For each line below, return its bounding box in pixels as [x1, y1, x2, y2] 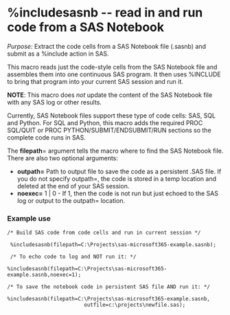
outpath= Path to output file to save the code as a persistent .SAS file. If [16, 167, 222, 175]
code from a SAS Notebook [7, 19, 165, 35]
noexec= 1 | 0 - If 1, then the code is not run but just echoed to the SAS [16, 189, 218, 197]
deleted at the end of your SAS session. [16, 182, 130, 190]
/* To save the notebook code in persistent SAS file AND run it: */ [7, 283, 211, 290]
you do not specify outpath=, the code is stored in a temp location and [16, 174, 217, 183]
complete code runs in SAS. [7, 133, 86, 142]
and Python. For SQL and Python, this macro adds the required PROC [7, 118, 203, 127]
